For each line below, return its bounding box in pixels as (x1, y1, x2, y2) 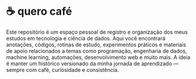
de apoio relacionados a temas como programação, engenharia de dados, (6, 47, 187, 54)
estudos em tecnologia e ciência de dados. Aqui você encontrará (6, 34, 166, 42)
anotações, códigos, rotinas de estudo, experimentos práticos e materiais (6, 41, 186, 48)
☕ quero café (6, 5, 72, 18)
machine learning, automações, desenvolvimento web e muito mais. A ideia (6, 53, 191, 61)
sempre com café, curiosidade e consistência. (6, 66, 119, 73)
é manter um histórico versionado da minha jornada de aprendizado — (6, 60, 179, 67)
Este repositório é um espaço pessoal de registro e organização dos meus (6, 28, 188, 36)
